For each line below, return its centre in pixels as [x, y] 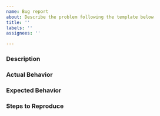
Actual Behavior [29, 74]
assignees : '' [24, 33]
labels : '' [19, 28]
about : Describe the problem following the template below [80, 17]
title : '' [18, 22]
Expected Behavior [34, 90]
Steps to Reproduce [35, 106]
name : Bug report [27, 11]
